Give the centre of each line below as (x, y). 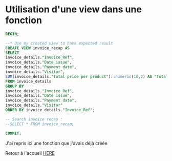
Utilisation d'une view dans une (74, 9)
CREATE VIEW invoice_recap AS (38, 48)
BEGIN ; (12, 34)
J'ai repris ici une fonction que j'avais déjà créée (56, 143)
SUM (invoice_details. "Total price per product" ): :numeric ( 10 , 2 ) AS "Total (87, 76)
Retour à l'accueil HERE (30, 153)
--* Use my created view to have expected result (59, 43)
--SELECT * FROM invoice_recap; (40, 124)
